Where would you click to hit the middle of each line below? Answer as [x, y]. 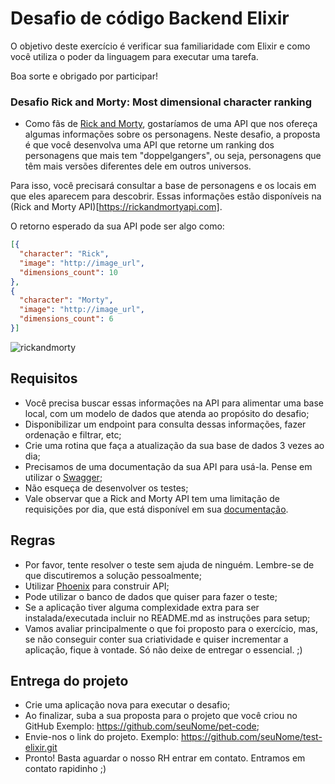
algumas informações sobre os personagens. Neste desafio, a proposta [172, 134]
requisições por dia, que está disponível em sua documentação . [156, 509]
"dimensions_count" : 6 [66, 319]
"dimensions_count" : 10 [68, 272]
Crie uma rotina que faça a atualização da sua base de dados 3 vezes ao [174, 445]
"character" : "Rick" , [64, 254]
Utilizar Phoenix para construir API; [97, 586]
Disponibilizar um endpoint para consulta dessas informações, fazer [165, 424]
